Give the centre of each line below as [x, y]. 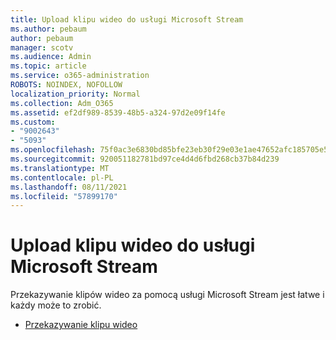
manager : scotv [42, 47]
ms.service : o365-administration [80, 76]
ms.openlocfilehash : [53, 150]
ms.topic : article [48, 66]
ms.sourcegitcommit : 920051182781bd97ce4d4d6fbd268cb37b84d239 [145, 159]
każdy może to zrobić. [56, 305]
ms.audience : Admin [51, 57]
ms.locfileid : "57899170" [64, 196]
